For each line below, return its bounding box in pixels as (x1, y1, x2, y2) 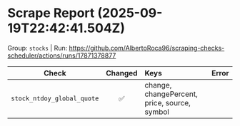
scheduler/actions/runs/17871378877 (7, 51, 116, 60)
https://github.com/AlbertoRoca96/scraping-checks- (69, 43, 225, 52)
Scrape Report (7, 5, 95, 21)
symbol (144, 107, 169, 117)
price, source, (144, 98, 191, 107)
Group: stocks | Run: (7, 43, 68, 52)
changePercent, (144, 89, 199, 99)
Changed (106, 68, 138, 78)
